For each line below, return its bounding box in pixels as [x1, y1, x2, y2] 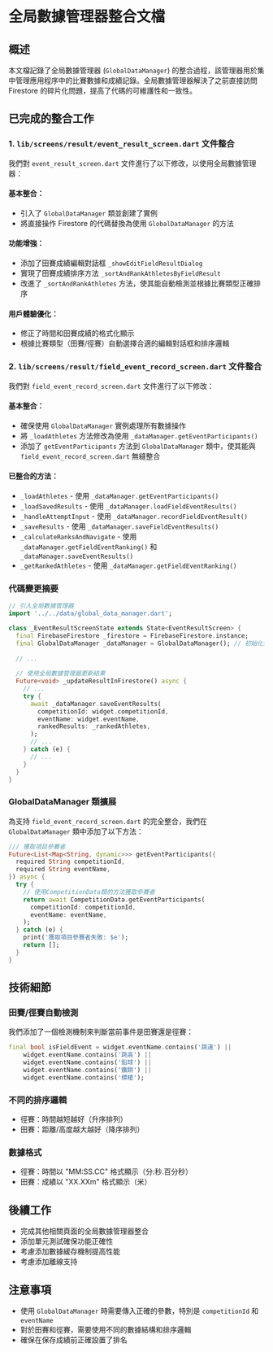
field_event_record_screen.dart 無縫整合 [19, 451, 161, 460]
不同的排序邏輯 [8, 1094, 67, 1106]
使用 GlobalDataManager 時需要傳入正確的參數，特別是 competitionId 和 [19, 1306, 259, 1315]
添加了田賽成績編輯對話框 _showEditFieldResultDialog [19, 258, 203, 268]
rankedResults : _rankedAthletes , [37, 722, 151, 731]
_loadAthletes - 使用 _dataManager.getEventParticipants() [19, 491, 219, 500]
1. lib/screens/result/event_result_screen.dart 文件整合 [8, 138, 236, 150]
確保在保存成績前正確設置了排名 [19, 1335, 128, 1345]
